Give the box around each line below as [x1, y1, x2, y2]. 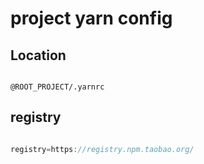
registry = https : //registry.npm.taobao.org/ [10, 144, 195, 154]
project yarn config [10, 7, 173, 30]
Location [10, 47, 67, 64]
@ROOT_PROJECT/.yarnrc [10, 82, 105, 92]
